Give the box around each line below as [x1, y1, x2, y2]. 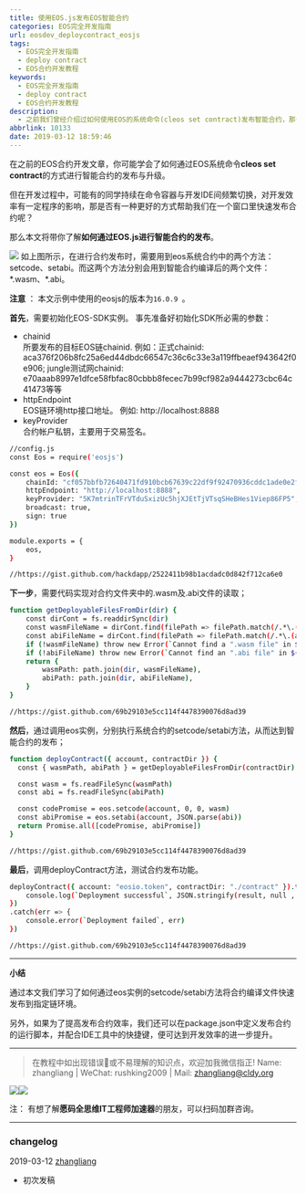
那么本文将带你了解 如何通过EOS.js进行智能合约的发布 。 [9, 231, 219, 242]
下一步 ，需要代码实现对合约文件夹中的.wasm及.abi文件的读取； [9, 588, 248, 599]
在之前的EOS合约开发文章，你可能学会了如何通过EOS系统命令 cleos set [9, 158, 276, 169]
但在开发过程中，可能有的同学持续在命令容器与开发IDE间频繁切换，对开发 [9, 189, 286, 200]
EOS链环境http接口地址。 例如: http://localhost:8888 [22, 404, 220, 415]
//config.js [9, 444, 55, 453]
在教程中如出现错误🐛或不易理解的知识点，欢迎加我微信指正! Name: [31, 1056, 282, 1068]
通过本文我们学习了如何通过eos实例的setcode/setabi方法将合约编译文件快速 [9, 987, 295, 998]
